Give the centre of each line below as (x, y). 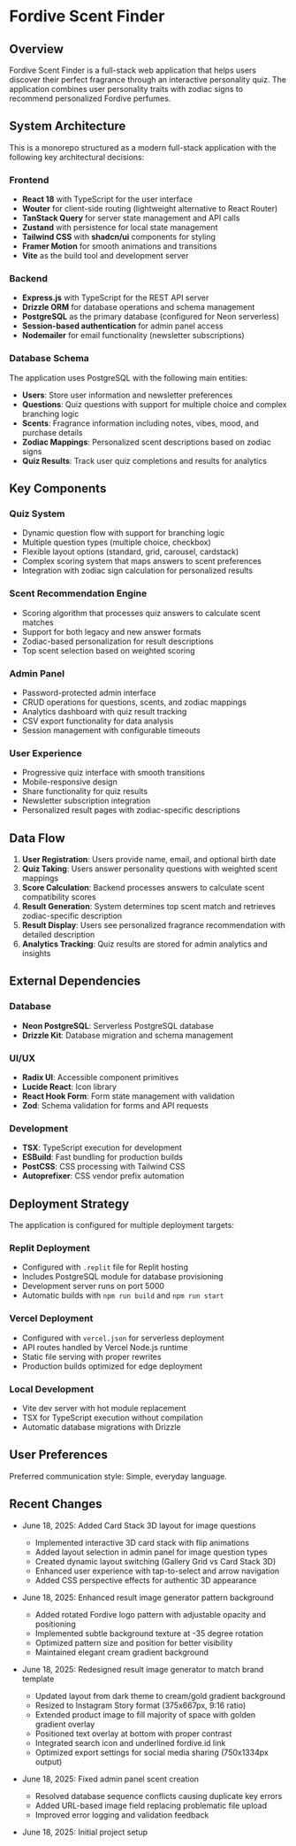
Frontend (29, 180)
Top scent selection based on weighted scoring (109, 650)
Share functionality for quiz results (85, 792)
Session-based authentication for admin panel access (122, 326)
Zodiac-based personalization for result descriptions (118, 641)
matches (38, 622)
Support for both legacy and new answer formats (111, 631)
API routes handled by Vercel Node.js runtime (105, 1347)
